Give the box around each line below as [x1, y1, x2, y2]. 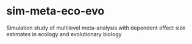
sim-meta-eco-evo [6, 4, 105, 18]
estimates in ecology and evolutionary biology [6, 30, 122, 37]
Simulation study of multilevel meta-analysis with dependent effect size [6, 24, 186, 31]
